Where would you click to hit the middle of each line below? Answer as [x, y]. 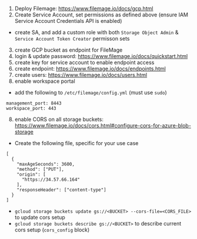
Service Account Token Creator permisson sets [72, 38]
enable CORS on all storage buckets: [59, 119]
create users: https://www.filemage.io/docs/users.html [81, 75]
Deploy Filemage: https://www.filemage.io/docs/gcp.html [84, 9]
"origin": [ [31, 174]
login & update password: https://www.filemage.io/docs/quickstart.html [101, 56]
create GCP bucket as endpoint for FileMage [69, 50]
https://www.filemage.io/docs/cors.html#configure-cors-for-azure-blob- [103, 125]
